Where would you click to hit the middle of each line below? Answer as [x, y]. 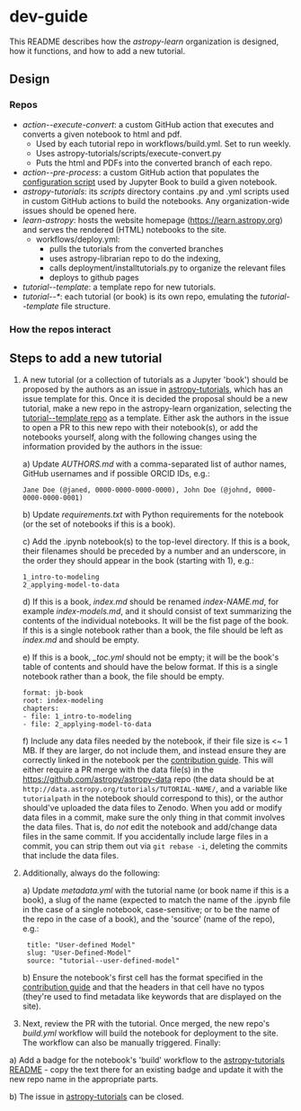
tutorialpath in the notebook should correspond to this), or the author [153, 798]
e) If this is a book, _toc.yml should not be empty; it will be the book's [150, 657]
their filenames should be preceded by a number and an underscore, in [154, 551]
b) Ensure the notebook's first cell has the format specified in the [142, 978]
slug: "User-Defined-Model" [79, 953]
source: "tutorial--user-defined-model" [103, 961]
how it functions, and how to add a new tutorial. [97, 50]
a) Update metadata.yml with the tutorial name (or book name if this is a [155, 891]
